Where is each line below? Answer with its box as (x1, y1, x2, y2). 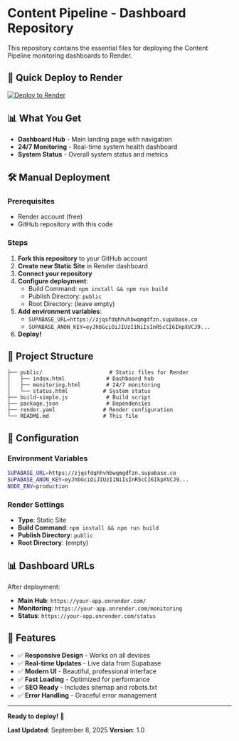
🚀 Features (7, 632, 56, 644)
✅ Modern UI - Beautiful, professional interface (17, 667, 156, 676)
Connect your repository (17, 269, 92, 278)
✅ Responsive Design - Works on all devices (17, 651, 151, 659)
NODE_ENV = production (7, 483, 69, 490)
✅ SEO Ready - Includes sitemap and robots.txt (17, 683, 158, 691)
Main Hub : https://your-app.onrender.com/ (17, 596, 147, 604)
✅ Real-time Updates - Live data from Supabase (17, 658, 161, 667)
